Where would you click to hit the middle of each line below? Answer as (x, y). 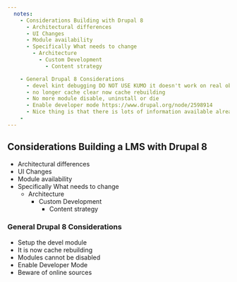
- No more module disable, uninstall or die (92, 99)
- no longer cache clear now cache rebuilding (96, 92)
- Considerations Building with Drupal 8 (81, 20)
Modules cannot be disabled (59, 257)
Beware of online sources (55, 272)
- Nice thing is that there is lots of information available (119, 112)
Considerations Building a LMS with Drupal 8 (108, 147)
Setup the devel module (52, 242)
